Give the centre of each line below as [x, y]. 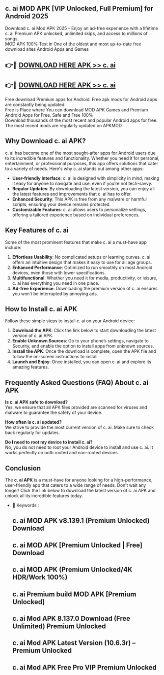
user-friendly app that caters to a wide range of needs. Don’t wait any [76, 485]
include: [13, 247]
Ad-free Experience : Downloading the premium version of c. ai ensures [85, 288]
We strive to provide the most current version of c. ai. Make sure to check [80, 427]
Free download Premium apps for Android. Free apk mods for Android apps [81, 100]
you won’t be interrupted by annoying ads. [55, 294]
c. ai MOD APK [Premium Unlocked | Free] [77, 545]
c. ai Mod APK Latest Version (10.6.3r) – [74, 643]
